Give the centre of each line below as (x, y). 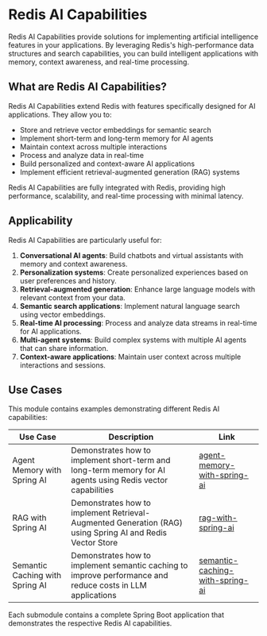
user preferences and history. (68, 280)
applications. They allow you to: (60, 114)
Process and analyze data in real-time (82, 155)
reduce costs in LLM (109, 585)
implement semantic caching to (130, 565)
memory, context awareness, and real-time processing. (99, 62)
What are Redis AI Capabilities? (87, 87)
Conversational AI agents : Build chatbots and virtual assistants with (132, 255)
